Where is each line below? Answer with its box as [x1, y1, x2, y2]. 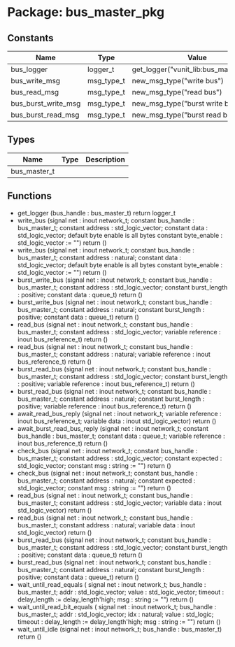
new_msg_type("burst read [131, 110, 222, 120]
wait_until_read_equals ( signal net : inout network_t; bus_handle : [17, 580, 206, 588]
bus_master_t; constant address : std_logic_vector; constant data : [17, 223, 208, 232]
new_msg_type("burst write [131, 99, 223, 108]
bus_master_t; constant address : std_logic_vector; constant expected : [17, 454, 222, 462]
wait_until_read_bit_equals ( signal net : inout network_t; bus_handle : [17, 602, 217, 611]
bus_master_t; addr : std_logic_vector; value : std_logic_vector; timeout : [17, 588, 225, 596]
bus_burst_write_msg [10, 99, 81, 108]
